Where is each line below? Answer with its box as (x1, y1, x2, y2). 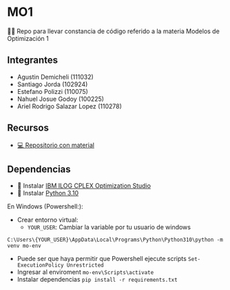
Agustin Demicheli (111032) (17, 72, 94, 81)
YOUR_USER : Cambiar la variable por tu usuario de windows (27, 223, 191, 231)
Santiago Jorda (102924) (17, 80, 88, 88)
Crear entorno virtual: (17, 215, 79, 224)
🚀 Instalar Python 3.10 (17, 189, 79, 197)
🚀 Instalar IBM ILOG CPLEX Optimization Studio (17, 182, 151, 190)
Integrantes (7, 55, 59, 66)
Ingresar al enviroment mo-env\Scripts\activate (17, 268, 154, 276)
